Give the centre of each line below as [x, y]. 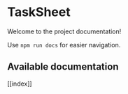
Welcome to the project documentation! [64, 31]
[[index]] [20, 84]
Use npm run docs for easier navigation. [64, 45]
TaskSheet [39, 12]
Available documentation [63, 67]
